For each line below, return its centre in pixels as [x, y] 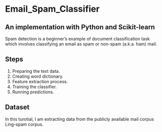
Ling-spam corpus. [24, 124]
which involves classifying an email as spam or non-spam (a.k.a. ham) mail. [81, 44]
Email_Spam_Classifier [52, 9]
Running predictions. [33, 92]
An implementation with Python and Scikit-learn [80, 27]
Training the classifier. [35, 87]
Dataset [17, 107]
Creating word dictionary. [38, 76]
